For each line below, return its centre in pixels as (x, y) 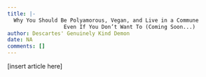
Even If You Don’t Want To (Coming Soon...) (130, 27)
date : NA (20, 40)
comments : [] (26, 46)
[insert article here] (35, 66)
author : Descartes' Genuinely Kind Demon (69, 33)
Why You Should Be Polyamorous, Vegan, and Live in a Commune (106, 20)
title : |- (22, 14)
